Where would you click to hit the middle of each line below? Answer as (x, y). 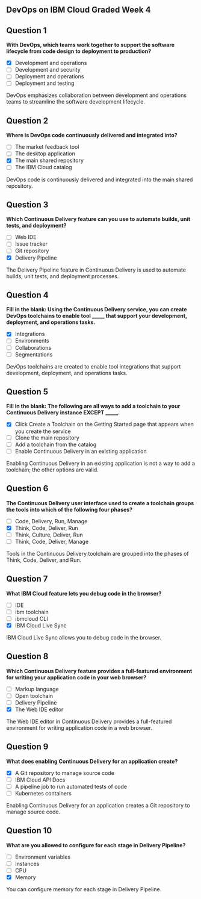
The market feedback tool (47, 147)
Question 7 (27, 579)
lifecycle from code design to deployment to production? (79, 51)
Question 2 (27, 121)
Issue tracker (31, 244)
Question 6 (27, 489)
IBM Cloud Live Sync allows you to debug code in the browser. (84, 637)
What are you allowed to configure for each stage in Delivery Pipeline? (96, 845)
